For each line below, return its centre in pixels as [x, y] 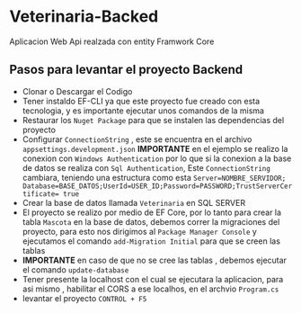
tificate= [41, 194]
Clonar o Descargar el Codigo [77, 91]
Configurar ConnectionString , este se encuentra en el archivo [137, 139]
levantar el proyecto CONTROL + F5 [84, 298]
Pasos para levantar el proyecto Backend [126, 70]
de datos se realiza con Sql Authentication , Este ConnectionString [146, 167]
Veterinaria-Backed [84, 17]
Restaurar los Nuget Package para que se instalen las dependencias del [153, 120]
